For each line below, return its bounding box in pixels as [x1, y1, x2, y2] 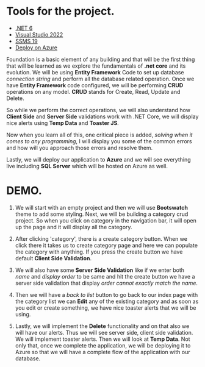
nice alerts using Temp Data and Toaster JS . [6, 119, 119, 126]
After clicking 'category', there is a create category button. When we [15, 235, 188, 242]
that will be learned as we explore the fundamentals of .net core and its [6, 62, 186, 69]
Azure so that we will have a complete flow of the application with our [15, 348, 190, 355]
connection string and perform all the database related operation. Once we [6, 75, 195, 82]
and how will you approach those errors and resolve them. [6, 144, 153, 151]
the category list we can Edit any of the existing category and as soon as [15, 298, 199, 305]
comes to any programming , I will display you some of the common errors [6, 137, 192, 144]
